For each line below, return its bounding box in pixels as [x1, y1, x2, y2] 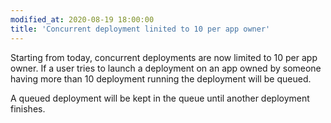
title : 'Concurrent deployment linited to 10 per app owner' [10, 24, 271, 34]
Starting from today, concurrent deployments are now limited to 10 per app [10, 51, 318, 63]
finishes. [10, 102, 46, 115]
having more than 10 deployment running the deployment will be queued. [10, 72, 312, 85]
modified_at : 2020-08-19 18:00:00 [10, 14, 155, 25]
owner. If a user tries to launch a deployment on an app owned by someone [10, 62, 322, 74]
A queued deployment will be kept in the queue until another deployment [10, 92, 310, 104]
